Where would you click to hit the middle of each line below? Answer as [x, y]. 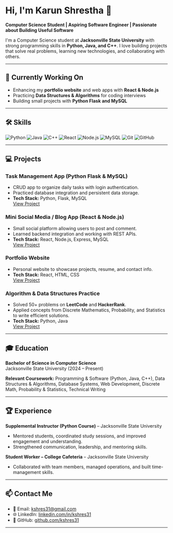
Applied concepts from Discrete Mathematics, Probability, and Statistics [89, 310]
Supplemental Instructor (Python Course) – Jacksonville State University [84, 426]
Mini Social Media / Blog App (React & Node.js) [65, 217]
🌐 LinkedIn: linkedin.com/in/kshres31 [52, 514]
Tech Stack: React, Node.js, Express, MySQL [61, 239]
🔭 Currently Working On [44, 77]
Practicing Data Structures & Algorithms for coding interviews [79, 95]
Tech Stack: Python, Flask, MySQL [50, 198]
